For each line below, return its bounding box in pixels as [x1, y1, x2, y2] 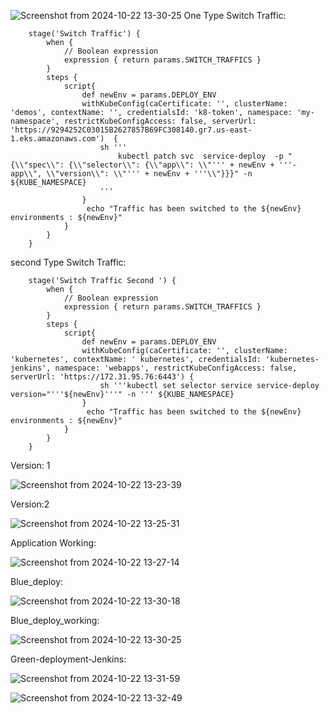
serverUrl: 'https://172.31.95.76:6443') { [10, 372, 195, 382]
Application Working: [10, 537, 97, 549]
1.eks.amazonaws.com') [10, 134, 105, 144]
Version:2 [10, 498, 50, 510]
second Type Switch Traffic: [10, 256, 127, 268]
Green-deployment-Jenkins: [10, 653, 127, 665]
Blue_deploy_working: [10, 615, 100, 626]
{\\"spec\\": [10, 160, 65, 170]
